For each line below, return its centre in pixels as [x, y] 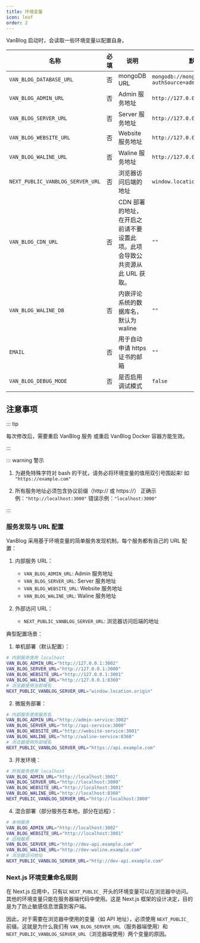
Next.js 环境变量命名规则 [42, 877]
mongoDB [132, 76]
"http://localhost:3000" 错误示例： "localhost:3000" [91, 499]
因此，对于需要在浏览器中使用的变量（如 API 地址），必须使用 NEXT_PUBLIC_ [98, 919]
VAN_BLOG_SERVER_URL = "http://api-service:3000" [66, 726]
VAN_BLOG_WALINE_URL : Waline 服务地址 [70, 596]
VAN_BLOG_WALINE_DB [37, 311]
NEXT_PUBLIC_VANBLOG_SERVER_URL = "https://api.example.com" [81, 748]
